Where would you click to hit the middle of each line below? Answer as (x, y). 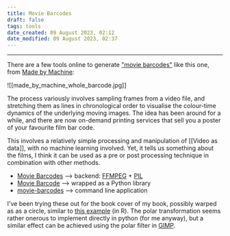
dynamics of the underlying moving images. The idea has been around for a (114, 113)
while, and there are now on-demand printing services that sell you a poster (114, 120)
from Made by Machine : (41, 72)
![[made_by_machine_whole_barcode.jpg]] (67, 86)
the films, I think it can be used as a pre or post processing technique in (108, 155)
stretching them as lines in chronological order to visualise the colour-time (112, 106)
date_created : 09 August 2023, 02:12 (61, 32)
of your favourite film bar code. (51, 128)
